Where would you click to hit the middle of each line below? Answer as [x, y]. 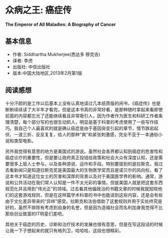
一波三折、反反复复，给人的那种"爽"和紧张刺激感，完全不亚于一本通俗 [86, 134]
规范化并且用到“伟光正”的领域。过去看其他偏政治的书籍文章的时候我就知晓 [82, 189]
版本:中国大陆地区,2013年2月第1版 [47, 73]
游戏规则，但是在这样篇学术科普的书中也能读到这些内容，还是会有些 [92, 195]
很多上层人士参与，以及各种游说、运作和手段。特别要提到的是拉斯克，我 [84, 164]
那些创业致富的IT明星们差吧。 [36, 214]
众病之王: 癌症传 [38, 10]
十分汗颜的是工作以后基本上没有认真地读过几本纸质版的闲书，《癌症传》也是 [83, 103]
